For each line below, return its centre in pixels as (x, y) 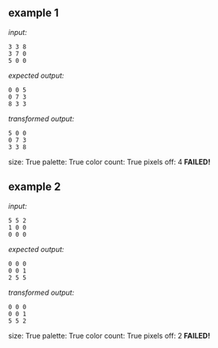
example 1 (34, 13)
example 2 (35, 187)
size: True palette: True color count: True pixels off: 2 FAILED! (109, 335)
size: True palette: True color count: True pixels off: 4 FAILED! (109, 161)
